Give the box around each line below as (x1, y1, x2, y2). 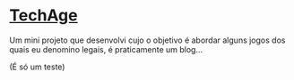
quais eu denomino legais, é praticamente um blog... (9, 44, 203, 54)
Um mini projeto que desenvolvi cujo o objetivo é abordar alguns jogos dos (9, 35, 286, 45)
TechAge (9, 5, 78, 26)
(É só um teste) (9, 61, 65, 72)
